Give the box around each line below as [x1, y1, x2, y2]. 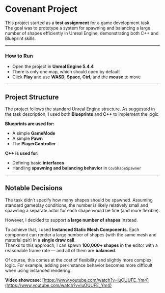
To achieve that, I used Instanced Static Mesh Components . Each [5, 227, 139, 232]
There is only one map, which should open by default [12, 69, 120, 75]
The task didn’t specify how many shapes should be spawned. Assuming [5, 197, 153, 203]
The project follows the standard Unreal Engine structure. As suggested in [5, 106, 155, 112]
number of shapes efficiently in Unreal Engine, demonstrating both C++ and [5, 30, 159, 36]
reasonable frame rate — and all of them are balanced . [5, 247, 116, 253]
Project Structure [5, 93, 59, 101]
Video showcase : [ [5, 277, 44, 283]
